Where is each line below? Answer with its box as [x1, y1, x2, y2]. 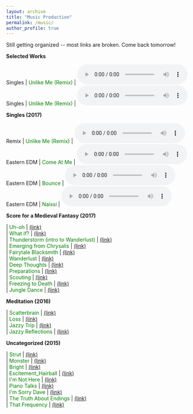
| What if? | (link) [6, 230, 46, 237]
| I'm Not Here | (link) [6, 376, 57, 383]
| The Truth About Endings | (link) [6, 395, 87, 402]
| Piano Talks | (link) [6, 382, 54, 390]
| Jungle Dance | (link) [6, 286, 60, 294]
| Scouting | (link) [6, 274, 48, 281]
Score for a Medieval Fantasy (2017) [6, 212, 96, 219]
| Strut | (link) [6, 351, 38, 358]
